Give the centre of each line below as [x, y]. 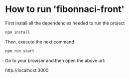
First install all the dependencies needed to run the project [65, 23]
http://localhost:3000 [27, 70]
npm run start [20, 51]
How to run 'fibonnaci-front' [65, 9]
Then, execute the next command [40, 41]
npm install [17, 32]
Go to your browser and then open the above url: [55, 60]
